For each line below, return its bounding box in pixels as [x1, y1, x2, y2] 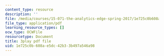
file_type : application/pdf [5, 20, 62, 26]
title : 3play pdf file [5, 39, 51, 44]
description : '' [5, 12, 38, 17]
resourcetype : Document [5, 35, 54, 39]
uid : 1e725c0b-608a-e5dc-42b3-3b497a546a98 [5, 43, 95, 48]
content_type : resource [5, 7, 54, 12]
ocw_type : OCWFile [5, 30, 42, 35]
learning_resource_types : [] [5, 25, 64, 30]
